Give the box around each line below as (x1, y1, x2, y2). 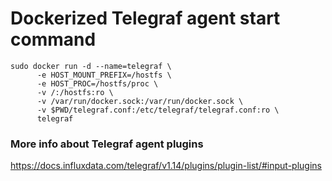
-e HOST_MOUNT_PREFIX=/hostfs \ (36, 70, 172, 80)
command (10, 28, 97, 51)
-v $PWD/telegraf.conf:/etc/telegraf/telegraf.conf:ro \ (36, 105, 280, 115)
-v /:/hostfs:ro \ (36, 87, 114, 97)
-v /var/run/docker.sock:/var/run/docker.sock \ (36, 96, 244, 106)
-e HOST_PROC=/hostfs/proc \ (36, 78, 159, 89)
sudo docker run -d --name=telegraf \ (10, 61, 172, 71)
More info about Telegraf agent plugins (10, 137, 204, 151)
